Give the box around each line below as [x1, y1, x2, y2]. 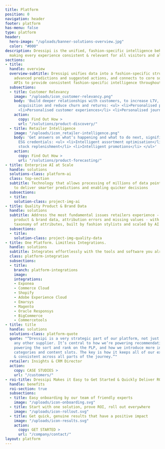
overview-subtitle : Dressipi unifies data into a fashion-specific [9, 71, 151, 76]
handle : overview [9, 67, 45, 72]
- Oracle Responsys [14, 309, 54, 313]
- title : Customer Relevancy [9, 89, 69, 94]
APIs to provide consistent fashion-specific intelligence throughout [14, 80, 162, 85]
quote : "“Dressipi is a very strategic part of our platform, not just [9, 336, 160, 341]
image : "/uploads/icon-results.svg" [14, 418, 89, 423]
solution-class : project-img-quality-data [14, 235, 102, 241]
